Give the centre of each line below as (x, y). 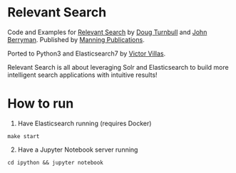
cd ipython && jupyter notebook (55, 162)
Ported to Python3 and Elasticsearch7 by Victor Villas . (87, 53)
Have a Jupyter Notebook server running (78, 150)
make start (24, 136)
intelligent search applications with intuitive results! (83, 75)
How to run (41, 104)
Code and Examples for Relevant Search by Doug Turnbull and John (107, 32)
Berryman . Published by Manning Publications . (76, 39)
